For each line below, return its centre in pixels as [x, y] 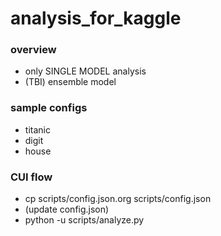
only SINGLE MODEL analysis [85, 71]
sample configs [49, 108]
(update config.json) [67, 209]
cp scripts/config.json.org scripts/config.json [118, 199]
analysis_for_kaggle [96, 18]
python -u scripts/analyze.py [84, 220]
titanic [37, 129]
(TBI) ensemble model [70, 82]
